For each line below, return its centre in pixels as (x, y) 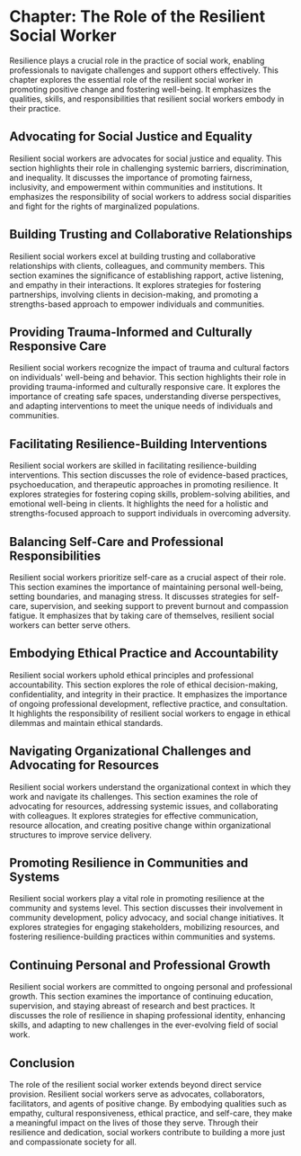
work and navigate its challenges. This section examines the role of (134, 796)
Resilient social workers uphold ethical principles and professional (132, 675)
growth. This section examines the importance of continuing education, (142, 997)
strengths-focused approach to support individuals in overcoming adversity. (150, 514)
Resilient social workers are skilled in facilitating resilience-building (133, 466)
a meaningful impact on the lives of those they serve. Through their (134, 1123)
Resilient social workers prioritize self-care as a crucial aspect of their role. (148, 577)
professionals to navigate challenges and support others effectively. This (144, 70)
